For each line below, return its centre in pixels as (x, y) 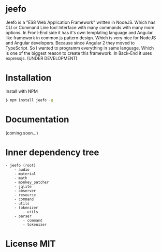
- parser (23, 216)
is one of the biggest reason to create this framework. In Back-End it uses (79, 53)
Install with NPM (22, 91)
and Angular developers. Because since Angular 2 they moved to (70, 43)
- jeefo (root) (21, 165)
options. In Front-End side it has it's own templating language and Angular (79, 32)
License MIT (31, 244)
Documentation (37, 119)
